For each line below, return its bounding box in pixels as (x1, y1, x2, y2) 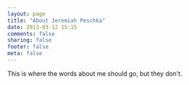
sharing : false (7, 37, 52, 44)
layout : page (7, 10, 46, 18)
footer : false (7, 43, 49, 50)
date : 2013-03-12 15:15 (7, 23, 78, 30)
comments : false (7, 30, 55, 38)
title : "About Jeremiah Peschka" (7, 17, 106, 24)
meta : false (7, 50, 42, 57)
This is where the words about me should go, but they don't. (7, 69, 183, 78)
